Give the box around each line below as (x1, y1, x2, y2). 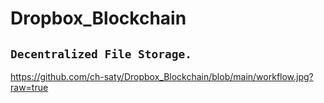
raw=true (10, 82, 49, 93)
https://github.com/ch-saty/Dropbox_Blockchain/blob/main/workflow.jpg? (10, 71, 314, 82)
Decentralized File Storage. (10, 47, 193, 61)
